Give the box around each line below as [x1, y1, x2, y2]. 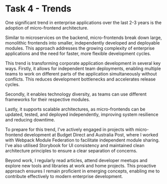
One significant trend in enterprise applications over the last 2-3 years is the [5, 19, 162, 25]
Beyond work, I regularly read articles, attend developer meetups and [5, 157, 148, 163]
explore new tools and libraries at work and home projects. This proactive [5, 162, 156, 168]
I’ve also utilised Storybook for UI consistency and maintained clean [5, 142, 145, 148]
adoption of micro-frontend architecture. [5, 24, 89, 30]
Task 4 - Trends [5, 3, 72, 14]
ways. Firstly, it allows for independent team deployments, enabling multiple [5, 65, 161, 71]
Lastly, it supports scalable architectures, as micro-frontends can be [5, 106, 146, 112]
